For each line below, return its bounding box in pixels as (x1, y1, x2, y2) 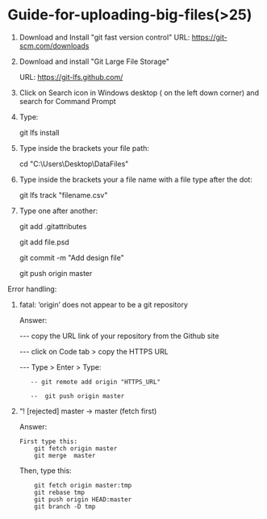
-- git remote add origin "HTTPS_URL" (30, 378, 161, 386)
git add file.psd (19, 236, 69, 247)
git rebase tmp (34, 488, 86, 496)
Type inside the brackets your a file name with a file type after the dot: (19, 174, 253, 184)
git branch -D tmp (34, 502, 96, 510)
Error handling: (7, 284, 57, 294)
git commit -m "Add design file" (19, 253, 124, 262)
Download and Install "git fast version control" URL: (19, 32, 190, 42)
